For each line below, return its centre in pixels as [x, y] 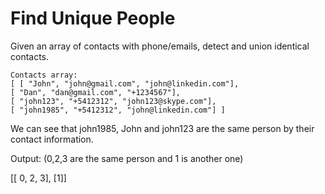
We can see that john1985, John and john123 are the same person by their [162, 128]
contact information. [52, 139]
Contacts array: [44, 75]
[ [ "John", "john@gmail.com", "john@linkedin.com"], [125, 83]
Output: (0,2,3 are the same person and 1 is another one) [127, 158]
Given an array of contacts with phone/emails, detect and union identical [160, 46]
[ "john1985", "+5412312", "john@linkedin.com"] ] [118, 110]
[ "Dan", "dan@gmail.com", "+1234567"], [96, 92]
